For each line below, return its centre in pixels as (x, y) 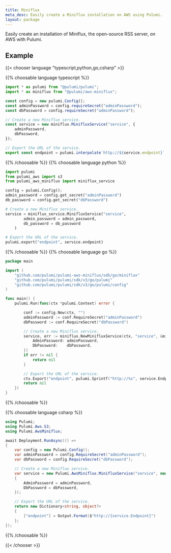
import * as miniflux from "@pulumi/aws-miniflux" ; (61, 92)
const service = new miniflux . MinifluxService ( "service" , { (70, 125)
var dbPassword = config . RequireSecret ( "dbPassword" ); (74, 460)
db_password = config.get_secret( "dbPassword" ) (57, 200)
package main (19, 261)
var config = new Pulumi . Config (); (52, 450)
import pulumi (20, 172)
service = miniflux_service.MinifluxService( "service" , (66, 214)
